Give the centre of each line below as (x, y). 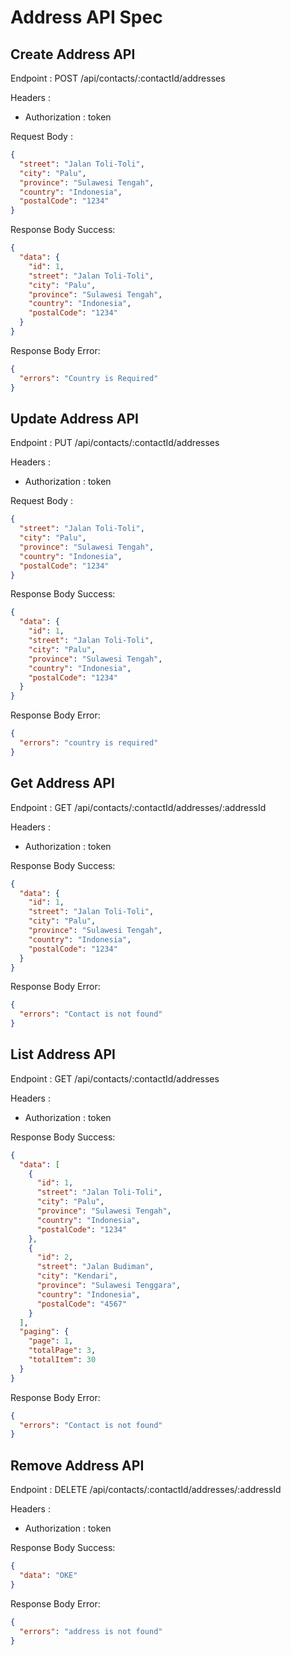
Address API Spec (86, 17)
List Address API (63, 1054)
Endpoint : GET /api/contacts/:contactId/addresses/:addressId (138, 807)
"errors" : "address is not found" (91, 1631)
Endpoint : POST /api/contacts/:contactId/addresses (118, 78)
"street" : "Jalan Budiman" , (95, 1267)
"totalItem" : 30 (62, 1360)
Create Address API (73, 54)
